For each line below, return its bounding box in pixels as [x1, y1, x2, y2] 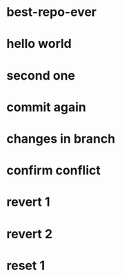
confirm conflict [6, 163, 101, 179]
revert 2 [6, 226, 53, 242]
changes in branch [6, 131, 116, 146]
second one [6, 67, 76, 83]
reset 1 [6, 258, 45, 274]
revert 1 [6, 195, 50, 210]
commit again [6, 99, 87, 115]
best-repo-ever [6, 4, 97, 20]
